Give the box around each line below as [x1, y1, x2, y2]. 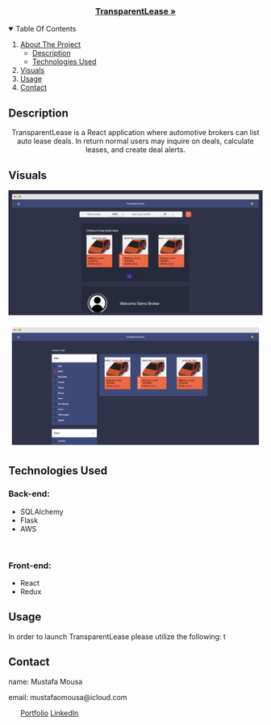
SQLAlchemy [19, 507, 64, 516]
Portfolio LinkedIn [19, 708, 79, 718]
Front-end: [8, 560, 52, 571]
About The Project [19, 40, 81, 49]
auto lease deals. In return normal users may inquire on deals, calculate [17, 136, 254, 146]
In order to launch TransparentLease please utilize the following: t [8, 631, 226, 641]
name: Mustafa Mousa [8, 676, 83, 686]
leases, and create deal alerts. [85, 145, 186, 155]
